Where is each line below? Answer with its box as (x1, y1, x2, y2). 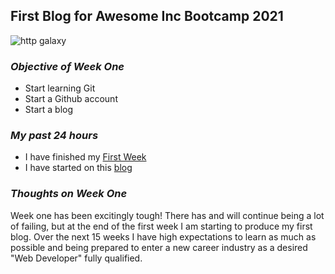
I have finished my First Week (24, 151, 147, 163)
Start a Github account (24, 93, 118, 105)
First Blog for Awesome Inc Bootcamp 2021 (10, 8, 284, 25)
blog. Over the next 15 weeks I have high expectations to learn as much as (10, 230, 317, 243)
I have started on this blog (24, 162, 133, 174)
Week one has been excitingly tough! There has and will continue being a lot (10, 209, 325, 221)
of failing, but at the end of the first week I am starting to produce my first (10, 220, 313, 232)
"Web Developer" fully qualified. (10, 252, 143, 264)
